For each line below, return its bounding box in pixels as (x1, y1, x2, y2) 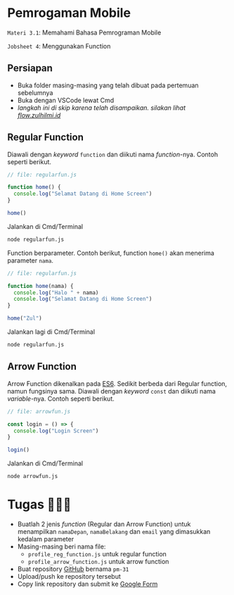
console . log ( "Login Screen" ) (13, 427, 99, 434)
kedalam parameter (17, 534, 74, 543)
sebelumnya (17, 88, 53, 96)
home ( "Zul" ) (7, 315, 42, 322)
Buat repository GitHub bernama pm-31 (17, 565, 129, 573)
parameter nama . (7, 256, 54, 265)
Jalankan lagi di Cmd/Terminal (7, 327, 96, 336)
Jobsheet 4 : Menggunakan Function (7, 42, 111, 50)
